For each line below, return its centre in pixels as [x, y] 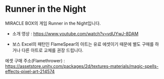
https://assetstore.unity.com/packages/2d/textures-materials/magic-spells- [82, 66]
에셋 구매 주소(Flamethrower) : [35, 60]
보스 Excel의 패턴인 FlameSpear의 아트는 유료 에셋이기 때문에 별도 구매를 [83, 44]
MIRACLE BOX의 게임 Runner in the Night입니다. [53, 23]
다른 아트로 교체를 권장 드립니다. [52, 50]
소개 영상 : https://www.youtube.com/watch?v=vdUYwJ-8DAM [75, 33]
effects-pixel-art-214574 [30, 71]
